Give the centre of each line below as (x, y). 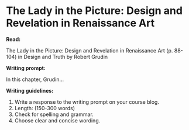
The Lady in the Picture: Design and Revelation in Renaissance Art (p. (90, 50)
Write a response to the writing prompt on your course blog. (87, 102)
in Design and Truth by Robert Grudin (63, 57)
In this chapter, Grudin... (35, 79)
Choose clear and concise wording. (57, 120)
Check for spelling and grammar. (54, 114)
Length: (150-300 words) (44, 108)
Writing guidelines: (30, 90)
